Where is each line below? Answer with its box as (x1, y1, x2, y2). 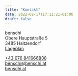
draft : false (5, 16, 32, 21)
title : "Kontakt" (5, 7, 41, 12)
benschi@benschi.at (5, 60, 47, 67)
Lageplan (5, 45, 24, 52)
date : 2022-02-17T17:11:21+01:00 (5, 12, 74, 17)
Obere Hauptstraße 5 (5, 35, 48, 41)
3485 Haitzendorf (5, 40, 41, 46)
